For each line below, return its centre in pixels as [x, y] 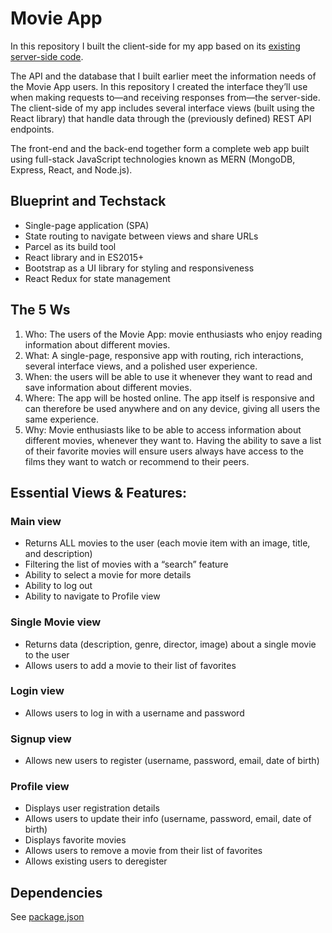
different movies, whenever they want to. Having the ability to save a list [173, 440]
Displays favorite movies [75, 840]
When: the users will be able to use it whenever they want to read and [168, 376]
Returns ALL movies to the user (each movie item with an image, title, [167, 543]
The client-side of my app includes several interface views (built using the [162, 108]
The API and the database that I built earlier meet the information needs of [163, 76]
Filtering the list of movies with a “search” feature [126, 564]
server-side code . [47, 56]
